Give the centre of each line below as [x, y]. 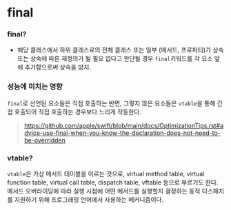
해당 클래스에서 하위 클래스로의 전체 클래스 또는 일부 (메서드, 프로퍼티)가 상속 [120, 50]
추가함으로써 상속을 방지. [58, 67]
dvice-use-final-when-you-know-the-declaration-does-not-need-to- [122, 133]
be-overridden [44, 140]
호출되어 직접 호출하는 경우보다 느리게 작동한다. [78, 112]
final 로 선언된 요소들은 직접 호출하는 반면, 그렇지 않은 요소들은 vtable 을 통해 [111, 103]
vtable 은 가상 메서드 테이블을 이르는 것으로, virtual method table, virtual [106, 174]
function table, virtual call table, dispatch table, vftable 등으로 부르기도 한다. [113, 182]
